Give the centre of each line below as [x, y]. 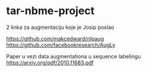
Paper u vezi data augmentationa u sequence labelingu [73, 56]
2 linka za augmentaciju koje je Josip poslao [60, 27]
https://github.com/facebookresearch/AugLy [61, 45]
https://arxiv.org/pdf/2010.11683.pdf [50, 63]
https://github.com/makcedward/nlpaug [55, 38]
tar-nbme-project [51, 11]
